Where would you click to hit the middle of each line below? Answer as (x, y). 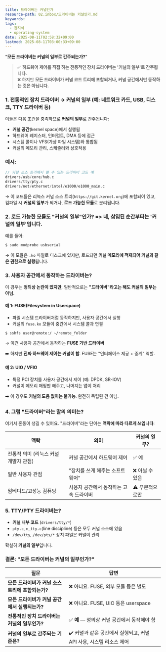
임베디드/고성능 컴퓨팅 (32, 491)
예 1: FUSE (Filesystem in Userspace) (43, 305)
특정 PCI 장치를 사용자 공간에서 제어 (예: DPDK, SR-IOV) (67, 379)
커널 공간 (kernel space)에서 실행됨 (46, 130)
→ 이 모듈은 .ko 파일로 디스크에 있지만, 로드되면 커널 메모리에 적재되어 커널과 (79, 255)
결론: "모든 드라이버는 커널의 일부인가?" (50, 559)
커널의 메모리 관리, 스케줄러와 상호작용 (49, 148)
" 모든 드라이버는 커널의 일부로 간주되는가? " (46, 56)
